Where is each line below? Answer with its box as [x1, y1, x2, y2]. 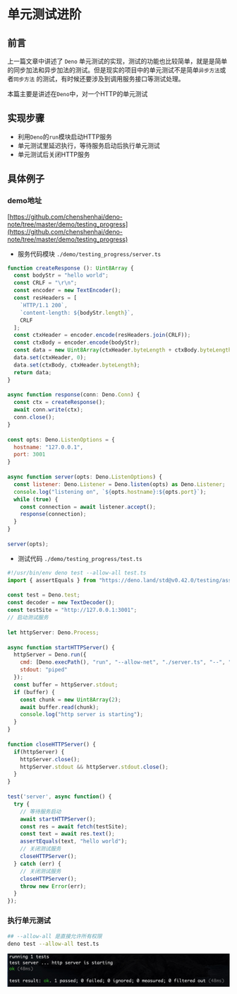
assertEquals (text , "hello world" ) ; [20, 838, 128, 845]
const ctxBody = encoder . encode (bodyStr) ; [13, 339, 140, 347]
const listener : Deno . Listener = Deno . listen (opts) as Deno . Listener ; [13, 480, 226, 488]
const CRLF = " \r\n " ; [13, 279, 78, 287]
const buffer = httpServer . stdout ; [13, 681, 119, 688]
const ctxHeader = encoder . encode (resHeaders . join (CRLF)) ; [13, 332, 191, 339]
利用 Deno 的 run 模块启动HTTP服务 [17, 132, 113, 141]
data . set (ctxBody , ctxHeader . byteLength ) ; [13, 362, 140, 369]
